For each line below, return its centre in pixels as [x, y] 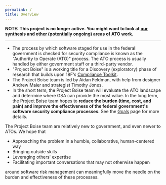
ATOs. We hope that [25, 131]
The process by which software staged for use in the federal [74, 48]
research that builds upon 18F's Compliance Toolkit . [65, 74]
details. [20, 117]
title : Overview [22, 14]
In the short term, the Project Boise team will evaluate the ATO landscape [86, 90]
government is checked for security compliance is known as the [78, 53]
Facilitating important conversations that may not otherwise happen [81, 162]
